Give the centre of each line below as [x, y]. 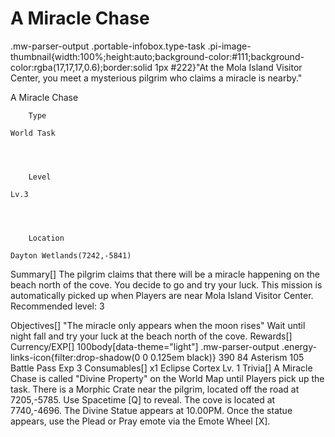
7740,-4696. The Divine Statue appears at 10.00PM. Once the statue [151, 410]
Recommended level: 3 [57, 306]
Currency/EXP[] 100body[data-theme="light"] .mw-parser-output [145, 346]
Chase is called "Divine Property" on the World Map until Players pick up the [167, 378]
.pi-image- [229, 46]
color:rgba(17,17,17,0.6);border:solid [81, 67]
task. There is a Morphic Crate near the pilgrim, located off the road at [155, 389]
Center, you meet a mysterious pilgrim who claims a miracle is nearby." [156, 78]
